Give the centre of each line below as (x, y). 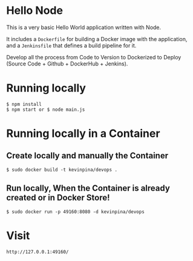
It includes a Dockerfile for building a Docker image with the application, (97, 39)
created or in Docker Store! (58, 198)
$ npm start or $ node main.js (46, 110)
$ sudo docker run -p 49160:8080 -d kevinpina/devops (76, 212)
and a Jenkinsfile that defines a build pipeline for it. (71, 45)
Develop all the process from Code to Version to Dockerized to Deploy (94, 57)
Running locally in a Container (83, 134)
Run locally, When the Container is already (88, 188)
